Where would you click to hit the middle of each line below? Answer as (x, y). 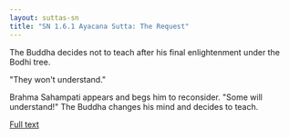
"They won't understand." (58, 79)
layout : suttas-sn (44, 18)
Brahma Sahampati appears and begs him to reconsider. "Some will (136, 97)
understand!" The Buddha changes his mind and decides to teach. (134, 106)
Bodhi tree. (30, 62)
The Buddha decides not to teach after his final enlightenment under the (145, 52)
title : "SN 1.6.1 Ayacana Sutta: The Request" (99, 26)
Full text (24, 124)
